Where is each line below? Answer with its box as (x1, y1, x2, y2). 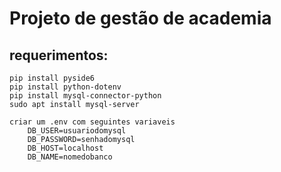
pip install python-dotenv (9, 82, 122, 92)
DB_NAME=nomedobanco (27, 152, 113, 162)
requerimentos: (9, 47, 109, 64)
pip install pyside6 (9, 73, 96, 83)
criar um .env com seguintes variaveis (9, 117, 176, 127)
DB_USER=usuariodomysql (27, 126, 127, 136)
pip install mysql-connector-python (9, 91, 162, 101)
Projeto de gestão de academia (9, 7, 272, 30)
